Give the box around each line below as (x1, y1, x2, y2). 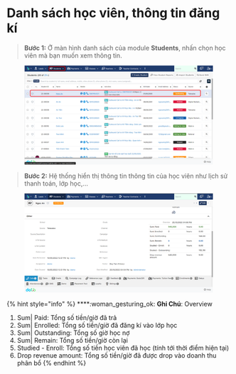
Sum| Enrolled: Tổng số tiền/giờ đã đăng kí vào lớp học (16, 321, 178, 329)
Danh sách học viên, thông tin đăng (6, 5, 220, 21)
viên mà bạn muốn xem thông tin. (23, 51, 122, 60)
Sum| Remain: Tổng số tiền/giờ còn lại (16, 336, 129, 344)
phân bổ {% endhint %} (16, 358, 87, 367)
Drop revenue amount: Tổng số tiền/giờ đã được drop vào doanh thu (16, 351, 217, 360)
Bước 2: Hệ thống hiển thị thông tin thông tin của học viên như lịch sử (23, 171, 228, 180)
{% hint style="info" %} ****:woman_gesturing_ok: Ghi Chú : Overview (6, 299, 213, 308)
